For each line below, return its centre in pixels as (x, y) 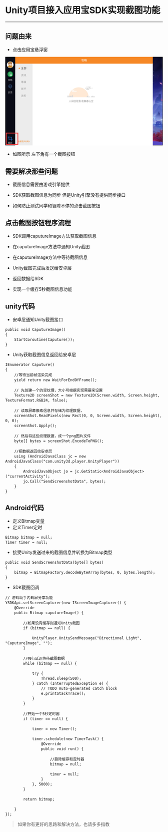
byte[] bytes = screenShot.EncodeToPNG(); (59, 441)
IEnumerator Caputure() (30, 364)
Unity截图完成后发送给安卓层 (42, 268)
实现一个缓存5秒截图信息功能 (42, 289)
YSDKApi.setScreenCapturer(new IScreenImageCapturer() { (66, 603)
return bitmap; (39, 799)
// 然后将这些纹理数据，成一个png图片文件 (52, 436)
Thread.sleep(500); (61, 678)
